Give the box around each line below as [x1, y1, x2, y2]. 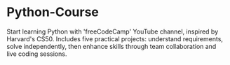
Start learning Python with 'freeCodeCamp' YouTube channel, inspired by [6, 27, 219, 36]
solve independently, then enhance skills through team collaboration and [6, 42, 217, 50]
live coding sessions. [6, 50, 67, 58]
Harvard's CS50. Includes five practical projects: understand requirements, [6, 34, 224, 43]
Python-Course [6, 4, 100, 20]
